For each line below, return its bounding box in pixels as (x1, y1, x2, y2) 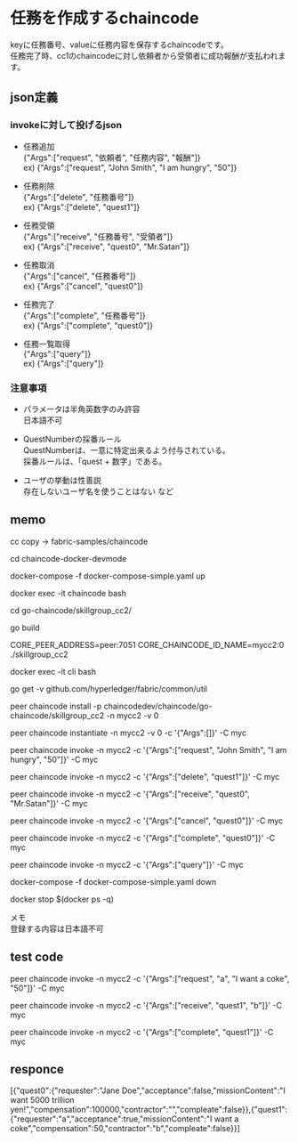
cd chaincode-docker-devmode (10, 553, 127, 563)
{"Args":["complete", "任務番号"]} (22, 310, 146, 320)
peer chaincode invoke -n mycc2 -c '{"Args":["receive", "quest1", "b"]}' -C (10, 1000, 283, 1010)
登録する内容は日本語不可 (10, 923, 104, 934)
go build (10, 622, 41, 633)
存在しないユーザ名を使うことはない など (22, 486, 174, 497)
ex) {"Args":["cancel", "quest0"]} (22, 280, 144, 291)
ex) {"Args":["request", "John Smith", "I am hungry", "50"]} (22, 162, 238, 173)
